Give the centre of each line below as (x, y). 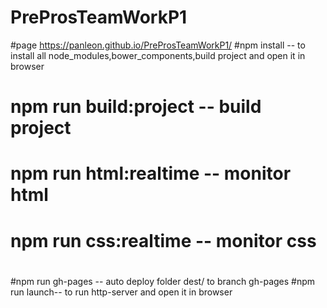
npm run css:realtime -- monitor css (163, 240)
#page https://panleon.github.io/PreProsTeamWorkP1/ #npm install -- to (158, 45)
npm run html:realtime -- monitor (151, 173)
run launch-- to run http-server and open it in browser (121, 292)
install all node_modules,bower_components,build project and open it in (158, 55)
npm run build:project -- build (136, 107)
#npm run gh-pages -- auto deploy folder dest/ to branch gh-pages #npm (163, 281)
